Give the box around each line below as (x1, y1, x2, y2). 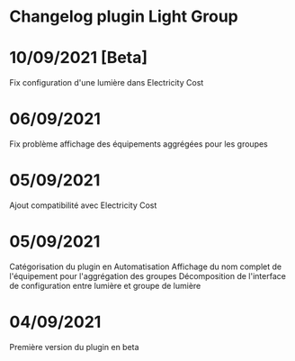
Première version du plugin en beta (9, 341, 139, 352)
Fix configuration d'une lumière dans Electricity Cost (9, 77, 204, 88)
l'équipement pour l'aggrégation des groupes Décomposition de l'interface (9, 270, 286, 281)
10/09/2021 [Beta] (9, 48, 148, 68)
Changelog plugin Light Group (9, 6, 238, 27)
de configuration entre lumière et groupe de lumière (9, 280, 201, 291)
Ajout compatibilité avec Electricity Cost (9, 200, 157, 211)
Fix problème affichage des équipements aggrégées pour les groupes (9, 139, 268, 149)
